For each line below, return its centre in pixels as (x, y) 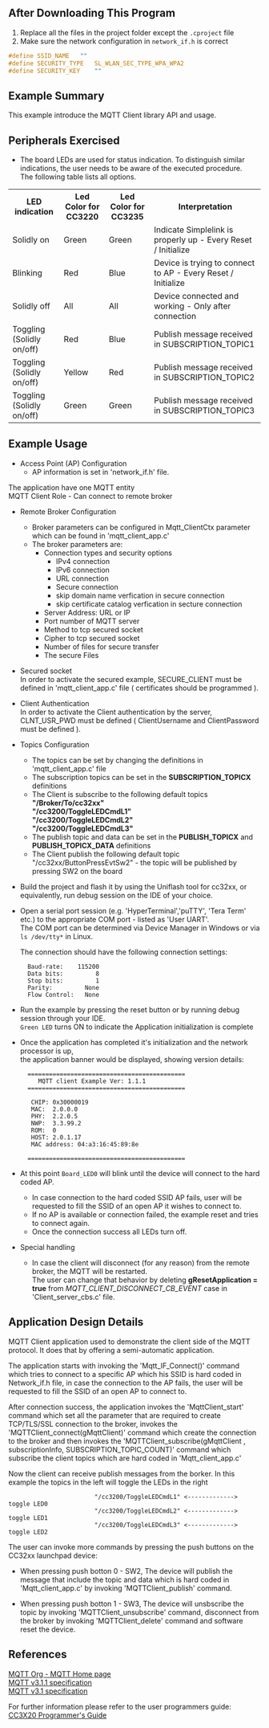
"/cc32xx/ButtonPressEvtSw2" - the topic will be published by (134, 862)
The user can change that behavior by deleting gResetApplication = (145, 1280)
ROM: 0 (44, 1130)
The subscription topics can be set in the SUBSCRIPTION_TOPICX (141, 777)
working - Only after (192, 306)
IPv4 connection (83, 561)
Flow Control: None (64, 995)
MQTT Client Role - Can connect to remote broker (90, 496)
